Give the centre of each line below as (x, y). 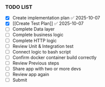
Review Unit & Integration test (43, 46)
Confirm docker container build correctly (54, 57)
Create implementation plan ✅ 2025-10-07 (56, 18)
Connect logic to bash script (41, 51)
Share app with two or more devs (47, 68)
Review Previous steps (36, 63)
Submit (20, 80)
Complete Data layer (33, 29)
